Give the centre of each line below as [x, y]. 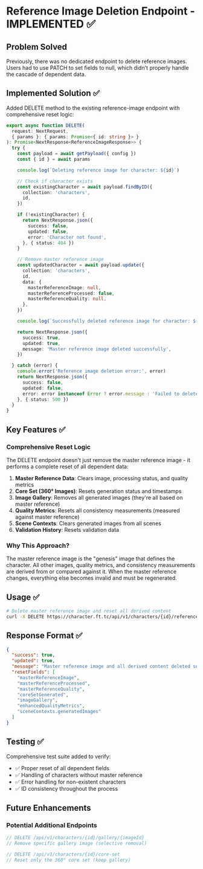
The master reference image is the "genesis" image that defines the [91, 559]
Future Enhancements [49, 808]
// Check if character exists [55, 181]
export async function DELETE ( [46, 126]
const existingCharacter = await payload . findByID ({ [85, 187]
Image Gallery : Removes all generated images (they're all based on [99, 497]
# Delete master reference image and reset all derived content [89, 611]
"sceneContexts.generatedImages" [59, 712]
